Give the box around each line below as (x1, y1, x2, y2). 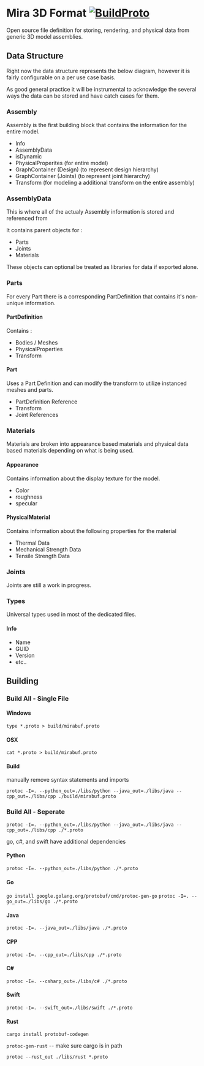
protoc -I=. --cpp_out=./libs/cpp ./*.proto (6, 952, 122, 958)
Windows (6, 709, 31, 717)
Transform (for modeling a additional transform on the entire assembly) (15, 179, 195, 187)
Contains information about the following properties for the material (6, 527, 176, 534)
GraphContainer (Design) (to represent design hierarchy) (15, 166, 159, 173)
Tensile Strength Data (15, 552, 70, 559)
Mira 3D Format (6, 6, 87, 20)
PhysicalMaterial (6, 513, 50, 521)
